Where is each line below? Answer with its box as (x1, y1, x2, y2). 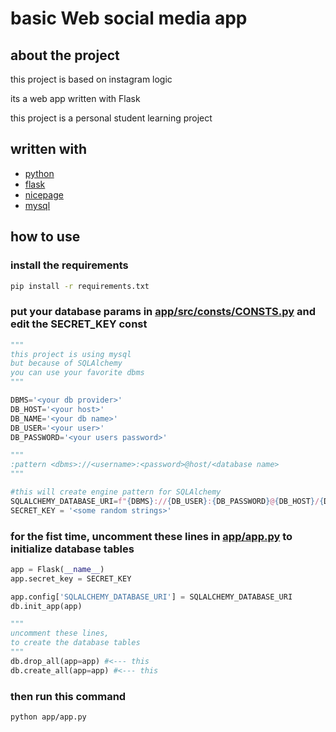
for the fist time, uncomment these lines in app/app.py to (10, 529, 293, 543)
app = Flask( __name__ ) (10, 564, 105, 574)
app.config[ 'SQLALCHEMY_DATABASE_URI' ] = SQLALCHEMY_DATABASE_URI (10, 592, 293, 602)
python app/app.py (10, 712, 87, 722)
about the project (10, 47, 120, 64)
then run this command (10, 689, 127, 703)
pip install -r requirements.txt (10, 281, 150, 291)
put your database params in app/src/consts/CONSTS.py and (10, 305, 316, 319)
